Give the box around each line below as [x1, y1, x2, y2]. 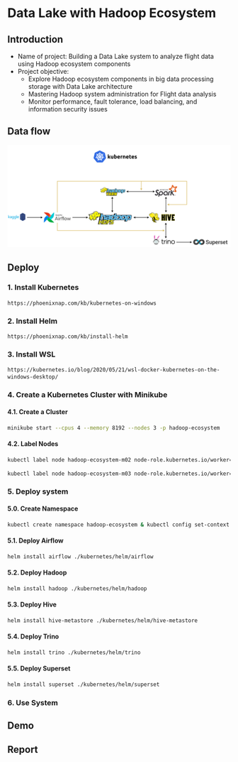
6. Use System [7, 697, 58, 707]
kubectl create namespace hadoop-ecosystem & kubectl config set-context [7, 521, 230, 528]
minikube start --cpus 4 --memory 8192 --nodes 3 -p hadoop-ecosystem [7, 424, 220, 431]
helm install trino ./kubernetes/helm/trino [7, 648, 141, 656]
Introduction [7, 33, 64, 45]
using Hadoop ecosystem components [17, 60, 131, 68]
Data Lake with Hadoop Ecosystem [7, 5, 217, 21]
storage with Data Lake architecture [28, 82, 133, 90]
